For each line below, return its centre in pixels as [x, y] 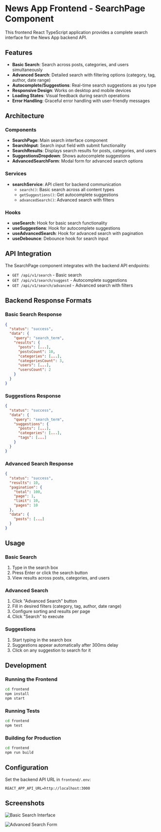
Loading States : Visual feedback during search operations [71, 95]
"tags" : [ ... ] [32, 438]
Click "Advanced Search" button [45, 601]
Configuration [27, 768]
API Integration [28, 254]
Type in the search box [35, 568]
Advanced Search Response [39, 464]
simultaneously [27, 70]
